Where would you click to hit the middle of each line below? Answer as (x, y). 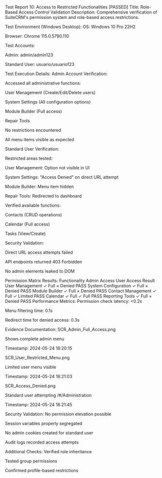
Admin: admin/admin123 (29, 55)
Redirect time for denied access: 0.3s (42, 320)
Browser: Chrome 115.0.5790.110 (37, 36)
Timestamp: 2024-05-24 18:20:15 (39, 348)
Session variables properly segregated (44, 423)
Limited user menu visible (31, 367)
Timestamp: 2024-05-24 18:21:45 (39, 404)
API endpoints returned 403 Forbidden (44, 262)
